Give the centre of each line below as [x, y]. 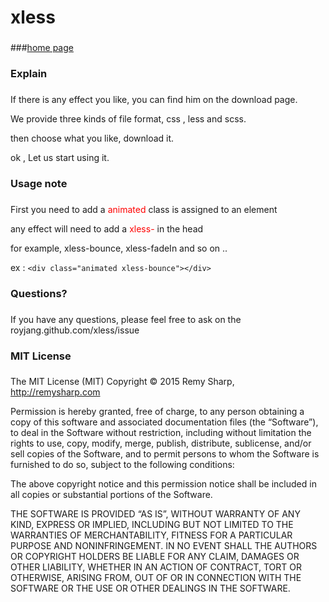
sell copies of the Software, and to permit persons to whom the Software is [165, 454]
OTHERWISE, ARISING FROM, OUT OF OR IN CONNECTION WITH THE [156, 578]
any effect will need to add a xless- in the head [107, 228]
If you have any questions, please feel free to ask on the [126, 319]
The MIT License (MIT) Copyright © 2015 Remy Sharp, [122, 382]
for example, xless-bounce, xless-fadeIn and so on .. [119, 248]
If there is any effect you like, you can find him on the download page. [154, 99]
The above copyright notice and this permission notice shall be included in [163, 484]
